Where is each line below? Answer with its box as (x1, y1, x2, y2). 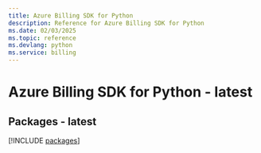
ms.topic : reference (8, 33, 77, 42)
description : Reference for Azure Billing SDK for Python (8, 19, 205, 27)
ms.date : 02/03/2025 (8, 26, 77, 34)
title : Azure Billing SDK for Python (8, 11, 134, 20)
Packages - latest (8, 115, 97, 128)
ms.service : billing (8, 49, 77, 57)
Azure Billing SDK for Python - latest (8, 83, 253, 101)
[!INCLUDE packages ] (8, 136, 80, 145)
